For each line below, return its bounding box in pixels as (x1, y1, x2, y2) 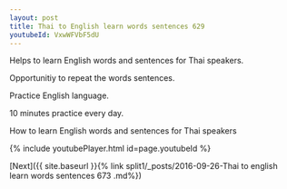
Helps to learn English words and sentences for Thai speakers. (9, 55, 244, 66)
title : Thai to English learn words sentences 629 (9, 22, 205, 31)
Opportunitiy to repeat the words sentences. (9, 73, 175, 84)
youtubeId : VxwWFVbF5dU (9, 30, 100, 39)
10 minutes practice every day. (9, 108, 124, 119)
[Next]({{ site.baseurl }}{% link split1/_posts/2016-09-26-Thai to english (9, 161, 279, 172)
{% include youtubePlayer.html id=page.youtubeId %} (9, 143, 212, 154)
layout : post (9, 13, 59, 23)
